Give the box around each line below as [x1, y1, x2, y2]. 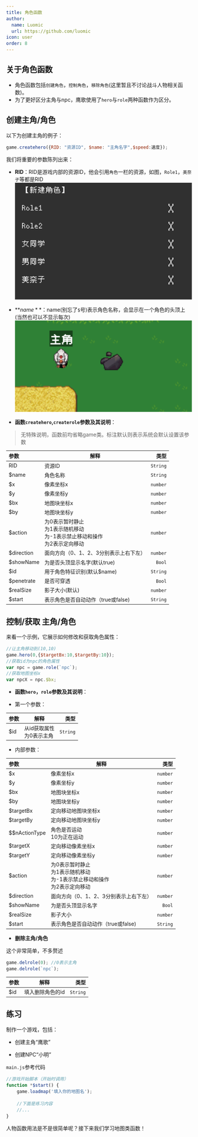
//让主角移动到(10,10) [6, 645, 57, 651]
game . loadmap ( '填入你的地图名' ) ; [16, 1088, 93, 1095]
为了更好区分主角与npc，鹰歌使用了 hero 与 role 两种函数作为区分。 [14, 96, 174, 103]
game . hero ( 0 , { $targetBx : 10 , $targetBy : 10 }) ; [6, 652, 115, 658]
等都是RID [19, 176, 44, 183]
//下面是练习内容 [16, 1101, 53, 1107]
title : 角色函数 [6, 9, 42, 15]
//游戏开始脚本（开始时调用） [6, 1076, 69, 1082]
